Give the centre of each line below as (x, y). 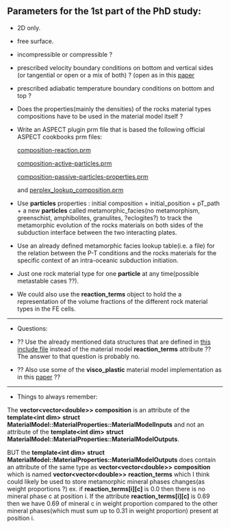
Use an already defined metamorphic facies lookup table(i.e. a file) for (116, 246)
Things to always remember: (57, 397)
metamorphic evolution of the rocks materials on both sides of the (110, 225)
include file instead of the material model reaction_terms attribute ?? (114, 349)
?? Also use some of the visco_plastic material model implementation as (119, 369)
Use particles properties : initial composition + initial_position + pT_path (118, 203)
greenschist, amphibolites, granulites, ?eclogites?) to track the (105, 218)
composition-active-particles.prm (64, 163)
